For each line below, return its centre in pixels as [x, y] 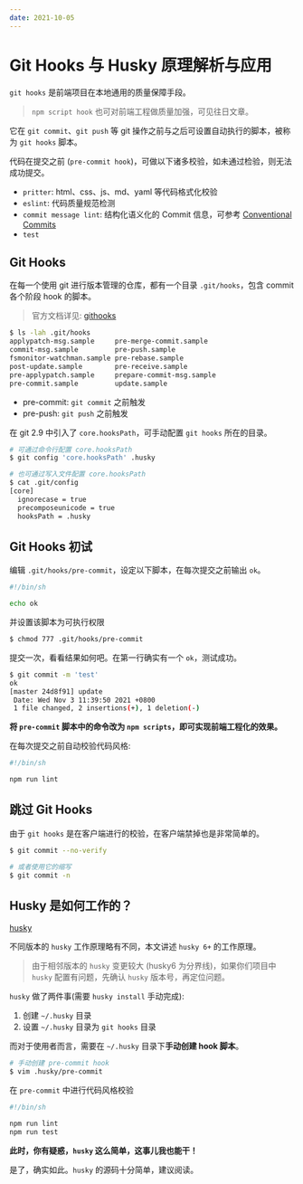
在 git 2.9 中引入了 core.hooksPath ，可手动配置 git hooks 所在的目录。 [141, 432]
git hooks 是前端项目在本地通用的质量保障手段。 [100, 92]
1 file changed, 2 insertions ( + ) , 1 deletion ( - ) [107, 708]
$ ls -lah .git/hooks [50, 333]
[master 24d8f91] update [56, 691]
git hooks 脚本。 [51, 142]
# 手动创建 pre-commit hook [60, 1064]
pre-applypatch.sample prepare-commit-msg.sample [113, 375]
